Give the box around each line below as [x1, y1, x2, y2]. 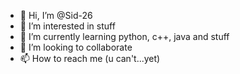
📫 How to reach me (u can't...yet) [19, 53, 161, 64]
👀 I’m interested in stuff [19, 20, 116, 32]
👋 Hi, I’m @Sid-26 [19, 10, 93, 21]
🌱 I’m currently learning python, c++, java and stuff [19, 31, 230, 42]
